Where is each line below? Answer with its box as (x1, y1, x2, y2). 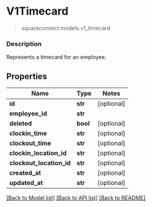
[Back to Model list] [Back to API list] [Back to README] (6, 194, 146, 202)
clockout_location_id (9, 159, 71, 167)
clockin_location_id (9, 149, 67, 158)
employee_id (9, 110, 47, 118)
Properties (6, 71, 47, 82)
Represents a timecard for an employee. (6, 54, 106, 61)
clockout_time (9, 139, 52, 147)
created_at (9, 169, 41, 177)
